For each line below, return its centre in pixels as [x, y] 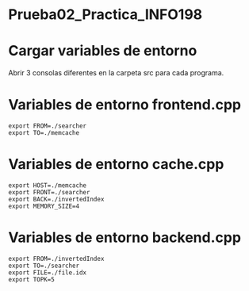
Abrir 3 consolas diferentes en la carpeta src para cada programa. [116, 73]
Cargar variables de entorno [103, 51]
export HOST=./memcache [48, 186]
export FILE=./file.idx [48, 272]
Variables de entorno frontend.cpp [125, 105]
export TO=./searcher [44, 266]
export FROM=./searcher [48, 126]
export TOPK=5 [32, 279]
